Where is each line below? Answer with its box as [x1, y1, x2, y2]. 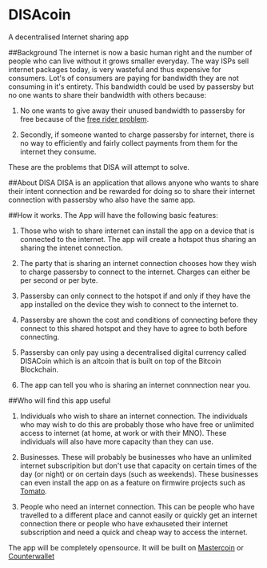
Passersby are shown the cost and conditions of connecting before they [19, 315, 258, 324]
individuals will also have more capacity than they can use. [19, 437, 214, 446]
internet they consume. [19, 147, 97, 156]
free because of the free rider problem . [19, 114, 149, 123]
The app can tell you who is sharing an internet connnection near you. [19, 380, 251, 389]
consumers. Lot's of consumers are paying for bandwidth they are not [8, 73, 240, 83]
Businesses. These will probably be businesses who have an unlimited [19, 452, 252, 461]
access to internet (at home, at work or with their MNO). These [19, 428, 227, 437]
